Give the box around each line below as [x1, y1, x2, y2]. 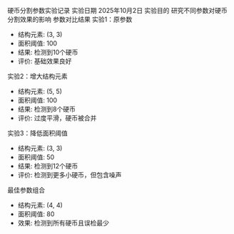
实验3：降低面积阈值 [7, 129, 68, 137]
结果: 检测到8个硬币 [17, 105, 76, 113]
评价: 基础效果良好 [17, 57, 72, 65]
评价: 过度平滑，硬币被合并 [17, 114, 97, 122]
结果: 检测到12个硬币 [17, 162, 78, 170]
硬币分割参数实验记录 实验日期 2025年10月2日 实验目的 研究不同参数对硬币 [7, 6, 228, 14]
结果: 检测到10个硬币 [17, 48, 78, 56]
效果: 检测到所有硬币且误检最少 [17, 219, 109, 227]
